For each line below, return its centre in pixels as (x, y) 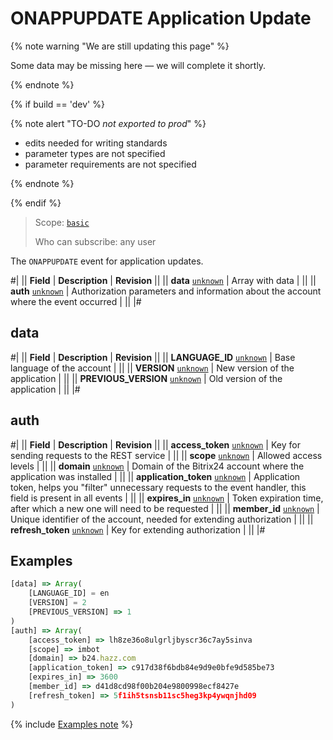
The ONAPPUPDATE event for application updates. (107, 261)
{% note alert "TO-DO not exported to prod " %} (108, 123)
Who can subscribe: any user (95, 241)
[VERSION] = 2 (57, 603)
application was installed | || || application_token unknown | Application (155, 476)
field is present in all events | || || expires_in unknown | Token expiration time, (167, 498)
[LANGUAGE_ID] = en (69, 593)
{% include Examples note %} (72, 724)
